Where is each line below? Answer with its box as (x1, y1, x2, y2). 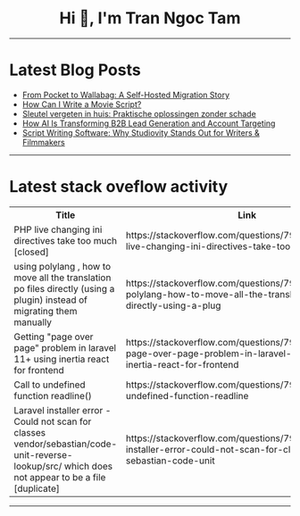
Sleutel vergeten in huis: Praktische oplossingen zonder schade (21, 108, 256, 119)
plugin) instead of (13, 294, 87, 306)
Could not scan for (13, 415, 92, 428)
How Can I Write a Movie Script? (21, 98, 142, 110)
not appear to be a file (13, 470, 106, 483)
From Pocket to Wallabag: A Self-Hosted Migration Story (21, 89, 230, 100)
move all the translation (13, 271, 112, 284)
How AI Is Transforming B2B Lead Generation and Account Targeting (21, 118, 276, 129)
